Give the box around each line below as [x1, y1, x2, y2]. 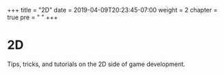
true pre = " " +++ [7, 13, 58, 21]
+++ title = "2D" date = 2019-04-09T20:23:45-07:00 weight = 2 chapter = [7, 6, 218, 14]
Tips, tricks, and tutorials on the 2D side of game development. [7, 60, 186, 68]
